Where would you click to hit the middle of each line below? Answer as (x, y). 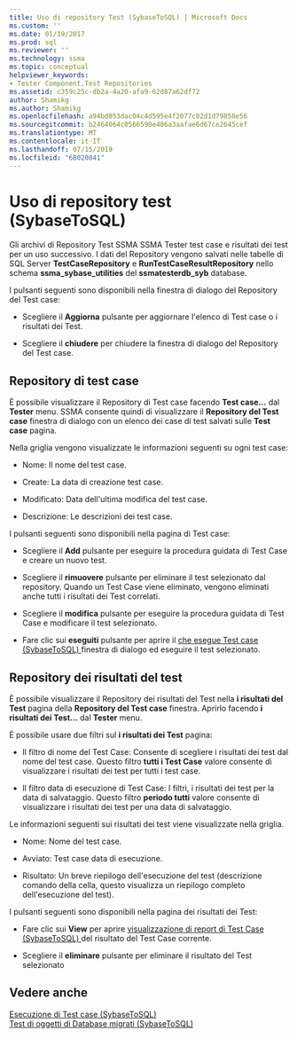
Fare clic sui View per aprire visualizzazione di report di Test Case (143, 929)
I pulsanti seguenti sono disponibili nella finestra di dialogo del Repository (143, 290)
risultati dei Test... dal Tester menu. (76, 718)
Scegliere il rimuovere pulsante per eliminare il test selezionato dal (144, 578)
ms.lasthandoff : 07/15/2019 (61, 149)
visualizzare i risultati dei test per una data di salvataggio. (127, 807)
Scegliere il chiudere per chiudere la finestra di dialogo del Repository (150, 343)
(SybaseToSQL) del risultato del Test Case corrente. (117, 939)
